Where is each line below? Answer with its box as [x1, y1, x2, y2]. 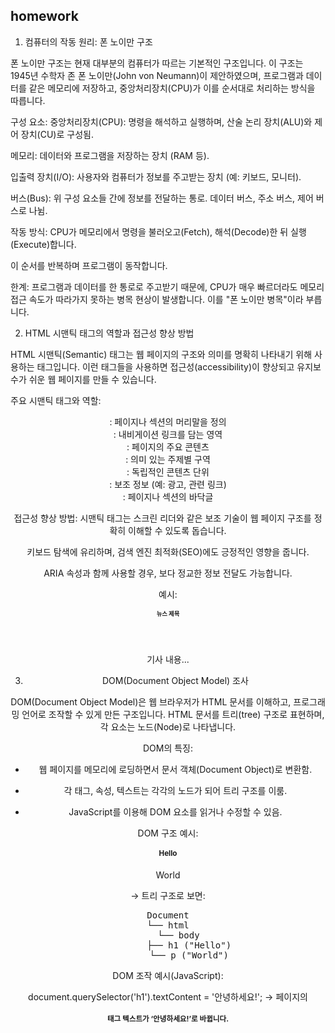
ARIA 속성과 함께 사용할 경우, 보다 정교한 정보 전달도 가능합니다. [43, 567, 293, 579]
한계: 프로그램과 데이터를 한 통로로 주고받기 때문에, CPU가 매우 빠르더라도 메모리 [10, 280, 325, 293]
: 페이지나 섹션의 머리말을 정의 [109, 415, 227, 428]
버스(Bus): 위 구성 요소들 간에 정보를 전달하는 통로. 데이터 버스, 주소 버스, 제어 [10, 192, 314, 204]
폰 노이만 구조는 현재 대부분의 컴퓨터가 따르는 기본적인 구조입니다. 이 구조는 [10, 57, 304, 69]
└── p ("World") [149, 950, 229, 961]
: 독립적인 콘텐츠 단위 [126, 465, 210, 478]
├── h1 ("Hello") [146, 940, 232, 951]
